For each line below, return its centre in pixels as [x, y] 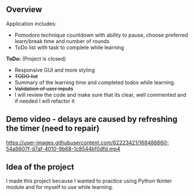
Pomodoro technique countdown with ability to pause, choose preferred [101, 35]
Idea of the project [40, 167]
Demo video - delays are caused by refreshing [92, 119]
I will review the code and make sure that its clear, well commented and [101, 94]
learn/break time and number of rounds [62, 41]
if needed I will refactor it [44, 101]
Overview [24, 10]
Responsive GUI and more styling [55, 70]
